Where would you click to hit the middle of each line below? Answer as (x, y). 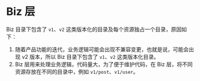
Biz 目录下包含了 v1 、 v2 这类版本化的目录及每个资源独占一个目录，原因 (94, 29)
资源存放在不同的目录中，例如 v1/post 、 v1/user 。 (77, 71)
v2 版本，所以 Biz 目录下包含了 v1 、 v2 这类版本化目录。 (90, 57)
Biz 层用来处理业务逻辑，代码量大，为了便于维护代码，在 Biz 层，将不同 (104, 64)
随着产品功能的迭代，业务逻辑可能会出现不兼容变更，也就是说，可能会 (102, 49)
